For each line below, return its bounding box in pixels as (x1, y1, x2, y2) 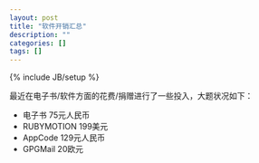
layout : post (9, 13, 59, 23)
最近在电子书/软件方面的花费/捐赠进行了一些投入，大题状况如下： (9, 91, 254, 101)
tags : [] (9, 47, 43, 56)
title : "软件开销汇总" (9, 22, 87, 31)
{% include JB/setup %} (9, 72, 100, 82)
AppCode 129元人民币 (22, 132, 106, 143)
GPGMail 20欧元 (22, 144, 84, 155)
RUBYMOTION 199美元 (22, 121, 109, 132)
